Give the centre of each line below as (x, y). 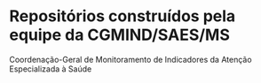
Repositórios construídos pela (123, 16)
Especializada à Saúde (51, 69)
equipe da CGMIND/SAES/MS (120, 35)
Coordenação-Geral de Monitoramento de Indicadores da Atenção (130, 59)
